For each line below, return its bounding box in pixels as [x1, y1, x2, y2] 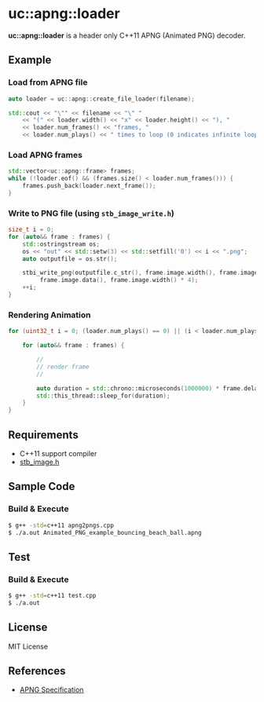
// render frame [36, 363, 90, 371]
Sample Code [8, 480, 75, 493]
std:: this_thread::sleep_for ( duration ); [36, 392, 170, 400]
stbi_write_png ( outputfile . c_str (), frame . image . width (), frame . [22, 269, 241, 277]
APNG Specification [19, 685, 84, 695]
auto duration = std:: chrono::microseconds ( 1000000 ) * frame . [36, 384, 244, 393]
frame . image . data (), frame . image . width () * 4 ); [39, 276, 199, 284]
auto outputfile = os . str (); [22, 254, 118, 263]
